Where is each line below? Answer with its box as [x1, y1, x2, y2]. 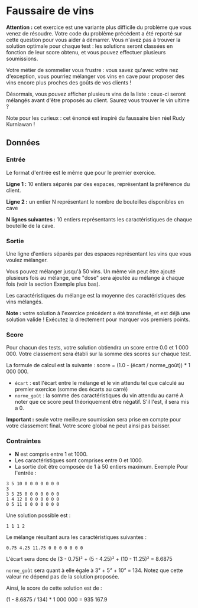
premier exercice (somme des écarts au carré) [14, 385, 128, 393]
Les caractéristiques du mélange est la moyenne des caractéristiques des [6, 292, 186, 299]
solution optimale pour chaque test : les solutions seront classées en [6, 43, 173, 50]
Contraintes [6, 437, 41, 445]
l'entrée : [14, 469, 37, 476]
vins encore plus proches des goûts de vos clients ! [6, 79, 132, 86]
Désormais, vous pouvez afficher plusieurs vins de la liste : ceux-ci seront [6, 90, 186, 97]
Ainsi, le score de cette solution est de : [6, 584, 102, 591]
